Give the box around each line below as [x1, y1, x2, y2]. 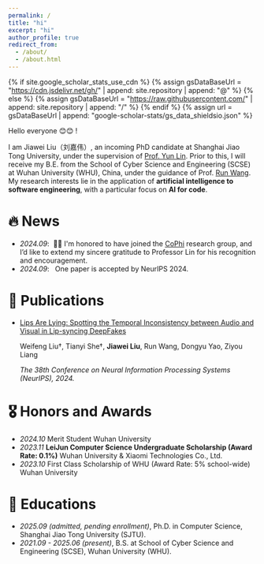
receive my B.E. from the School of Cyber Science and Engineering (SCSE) [8, 159, 251, 169]
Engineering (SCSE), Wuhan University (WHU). [19, 546, 172, 556]
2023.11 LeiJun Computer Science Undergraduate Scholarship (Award [19, 443, 252, 452]
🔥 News [8, 212, 61, 230]
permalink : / [8, 11, 51, 20]
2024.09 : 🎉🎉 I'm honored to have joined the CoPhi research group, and [19, 238, 252, 248]
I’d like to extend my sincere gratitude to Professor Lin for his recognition [19, 247, 256, 256]
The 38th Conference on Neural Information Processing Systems [19, 364, 231, 375]
